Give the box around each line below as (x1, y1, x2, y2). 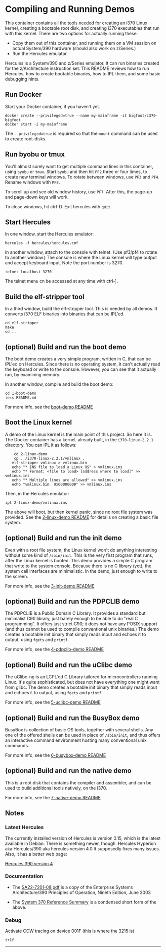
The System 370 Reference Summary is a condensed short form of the (12, 899, 157, 905)
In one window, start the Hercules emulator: (5, 231, 94, 237)
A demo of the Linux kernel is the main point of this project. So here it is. (5, 431, 152, 437)
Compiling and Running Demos (5, 3, 135, 15)
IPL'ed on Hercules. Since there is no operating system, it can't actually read (5, 361, 161, 367)
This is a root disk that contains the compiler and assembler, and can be (5, 779, 152, 785)
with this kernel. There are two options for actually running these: (5, 30, 138, 36)
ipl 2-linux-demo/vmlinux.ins (5, 500, 68, 505)
